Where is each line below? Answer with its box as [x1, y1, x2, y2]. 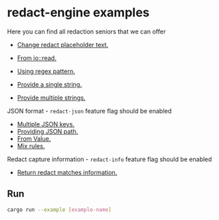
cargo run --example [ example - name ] [7, 206, 112, 213]
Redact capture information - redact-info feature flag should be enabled [7, 155, 212, 163]
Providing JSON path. [16, 127, 79, 135]
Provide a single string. [16, 80, 82, 88]
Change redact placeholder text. [16, 40, 109, 49]
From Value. [16, 135, 51, 143]
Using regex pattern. [16, 67, 75, 75]
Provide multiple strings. [16, 94, 86, 102]
